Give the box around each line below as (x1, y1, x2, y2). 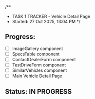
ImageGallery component (12, 46, 63, 51)
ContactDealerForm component (12, 56, 76, 62)
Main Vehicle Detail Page (12, 73, 62, 79)
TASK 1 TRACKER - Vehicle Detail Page (12, 14, 91, 19)
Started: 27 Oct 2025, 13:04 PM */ (12, 19, 81, 24)
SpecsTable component (12, 51, 60, 57)
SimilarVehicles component (12, 67, 67, 73)
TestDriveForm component (12, 62, 66, 67)
